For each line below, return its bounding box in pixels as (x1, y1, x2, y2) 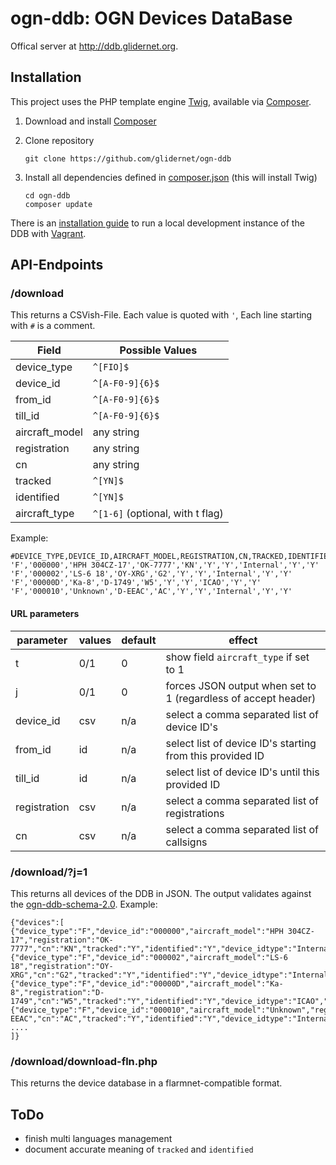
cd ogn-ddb (24, 190, 71, 201)
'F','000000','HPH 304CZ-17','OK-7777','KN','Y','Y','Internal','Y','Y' (10, 560, 320, 571)
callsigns (165, 835, 208, 849)
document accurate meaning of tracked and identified (24, 1143, 254, 1156)
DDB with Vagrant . (10, 227, 87, 239)
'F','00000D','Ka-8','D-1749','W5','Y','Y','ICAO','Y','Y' (10, 578, 262, 588)
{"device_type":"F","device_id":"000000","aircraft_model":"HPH (10, 926, 284, 936)
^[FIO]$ (92, 362, 130, 373)
